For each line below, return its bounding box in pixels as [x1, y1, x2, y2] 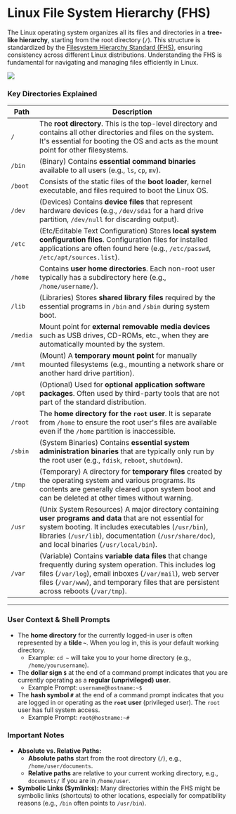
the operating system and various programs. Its [39, 476, 195, 486]
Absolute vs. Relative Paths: [17, 747, 102, 755]
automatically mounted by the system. [39, 340, 165, 349]
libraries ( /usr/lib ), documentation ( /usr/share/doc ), [39, 531, 216, 541]
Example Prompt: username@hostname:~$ [27, 683, 143, 692]
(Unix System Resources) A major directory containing [39, 505, 219, 515]
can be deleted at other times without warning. [39, 493, 193, 503]
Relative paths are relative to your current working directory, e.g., [27, 768, 218, 777]
